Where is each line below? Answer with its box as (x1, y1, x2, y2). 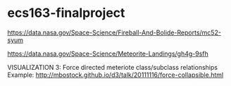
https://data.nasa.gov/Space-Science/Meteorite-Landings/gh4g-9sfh (7, 49, 209, 58)
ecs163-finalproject (7, 5, 125, 21)
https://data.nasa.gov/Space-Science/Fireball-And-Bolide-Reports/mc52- (7, 28, 222, 37)
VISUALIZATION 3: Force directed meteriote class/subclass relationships (7, 63, 218, 71)
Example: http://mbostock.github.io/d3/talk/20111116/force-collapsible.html (7, 70, 224, 79)
